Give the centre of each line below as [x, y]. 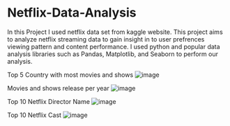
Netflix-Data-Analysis [72, 13]
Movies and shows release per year [58, 88]
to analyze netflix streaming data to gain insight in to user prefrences [106, 39]
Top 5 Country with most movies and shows [70, 75]
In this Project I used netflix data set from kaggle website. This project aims [115, 32]
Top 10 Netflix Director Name [49, 101]
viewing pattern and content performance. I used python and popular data [114, 46]
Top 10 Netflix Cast [34, 115]
